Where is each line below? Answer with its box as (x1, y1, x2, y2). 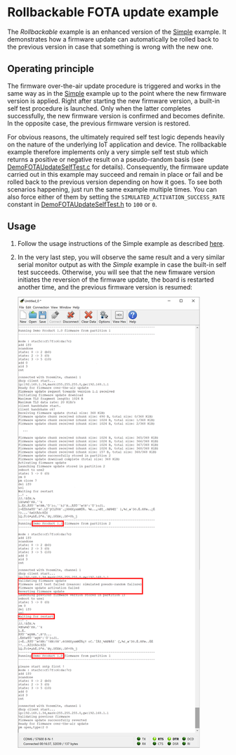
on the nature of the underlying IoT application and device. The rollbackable (7, 140, 227, 149)
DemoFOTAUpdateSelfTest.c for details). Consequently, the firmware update (7, 163, 229, 171)
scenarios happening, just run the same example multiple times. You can (7, 185, 217, 194)
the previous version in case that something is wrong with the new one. (7, 42, 214, 51)
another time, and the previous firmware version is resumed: (17, 282, 193, 291)
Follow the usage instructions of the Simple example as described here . (17, 239, 225, 247)
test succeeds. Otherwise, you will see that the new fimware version (17, 268, 216, 276)
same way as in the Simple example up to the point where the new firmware (7, 89, 227, 97)
